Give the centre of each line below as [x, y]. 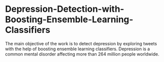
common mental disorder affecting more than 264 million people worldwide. [82, 54]
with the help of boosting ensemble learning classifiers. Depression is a [78, 49]
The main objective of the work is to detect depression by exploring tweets [81, 43]
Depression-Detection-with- [65, 9]
